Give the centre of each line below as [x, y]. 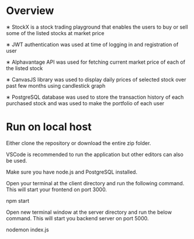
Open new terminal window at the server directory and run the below [89, 212]
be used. [17, 160]
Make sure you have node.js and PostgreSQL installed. [72, 172]
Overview [30, 11]
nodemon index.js [27, 230]
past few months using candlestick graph [56, 85]
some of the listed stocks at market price [55, 33]
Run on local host [49, 127]
